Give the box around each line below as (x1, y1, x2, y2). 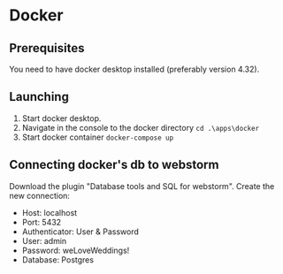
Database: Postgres (21, 254, 95, 265)
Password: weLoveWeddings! (21, 245, 130, 255)
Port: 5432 (21, 217, 62, 227)
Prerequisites (9, 41, 85, 56)
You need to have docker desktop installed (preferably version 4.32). (9, 64, 260, 74)
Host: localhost (21, 207, 78, 217)
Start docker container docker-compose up (21, 132, 174, 142)
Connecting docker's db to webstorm (9, 157, 219, 172)
